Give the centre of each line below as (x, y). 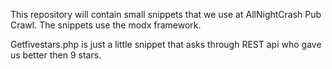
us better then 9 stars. (56, 55)
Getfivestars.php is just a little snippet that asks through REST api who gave (166, 44)
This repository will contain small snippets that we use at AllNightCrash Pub (166, 14)
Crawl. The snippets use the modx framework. (106, 25)
